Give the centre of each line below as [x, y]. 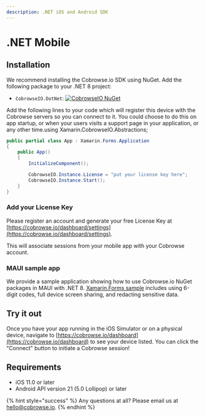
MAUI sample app [33, 268]
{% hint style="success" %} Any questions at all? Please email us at [92, 400]
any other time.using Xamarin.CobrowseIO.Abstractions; [77, 129]
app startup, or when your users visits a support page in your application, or [102, 123]
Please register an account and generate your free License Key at [89, 221]
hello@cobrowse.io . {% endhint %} [51, 407]
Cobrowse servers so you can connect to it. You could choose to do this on [102, 117]
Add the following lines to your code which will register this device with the [101, 110]
